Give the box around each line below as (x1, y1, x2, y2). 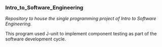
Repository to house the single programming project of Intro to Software (5, 16, 156, 22)
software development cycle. (5, 36, 66, 42)
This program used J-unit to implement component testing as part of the (5, 31, 157, 37)
